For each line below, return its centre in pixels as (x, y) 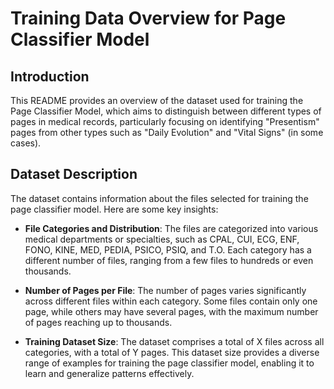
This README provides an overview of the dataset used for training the (157, 100)
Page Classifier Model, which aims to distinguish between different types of (166, 111)
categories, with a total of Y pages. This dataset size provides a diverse (172, 352)
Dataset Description (74, 174)
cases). (26, 143)
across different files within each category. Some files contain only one (171, 301)
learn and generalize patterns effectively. (109, 373)
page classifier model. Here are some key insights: (114, 209)
